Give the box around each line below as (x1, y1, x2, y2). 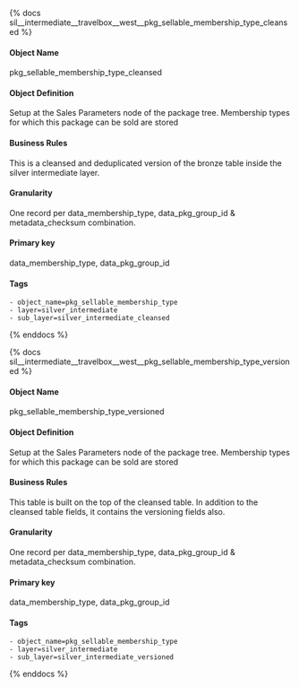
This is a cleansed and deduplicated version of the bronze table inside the (9, 157, 282, 169)
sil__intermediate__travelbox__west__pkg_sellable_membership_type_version (9, 356, 291, 367)
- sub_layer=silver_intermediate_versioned (9, 653, 175, 662)
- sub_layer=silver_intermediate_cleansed (9, 314, 170, 323)
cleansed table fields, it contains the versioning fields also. (9, 506, 226, 517)
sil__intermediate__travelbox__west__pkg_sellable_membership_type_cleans (9, 17, 288, 28)
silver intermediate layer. (9, 167, 100, 178)
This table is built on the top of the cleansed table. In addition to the (9, 497, 259, 508)
